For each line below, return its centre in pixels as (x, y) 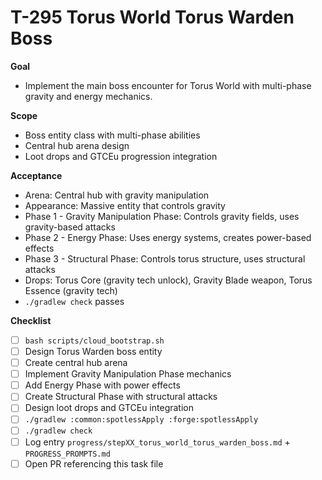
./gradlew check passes (74, 301)
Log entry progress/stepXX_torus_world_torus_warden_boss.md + (157, 442)
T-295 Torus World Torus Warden (152, 17)
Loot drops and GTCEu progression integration (121, 156)
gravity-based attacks (70, 227)
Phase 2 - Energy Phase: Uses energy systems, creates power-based (168, 237)
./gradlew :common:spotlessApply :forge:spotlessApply (141, 420)
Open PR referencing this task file (94, 463)
